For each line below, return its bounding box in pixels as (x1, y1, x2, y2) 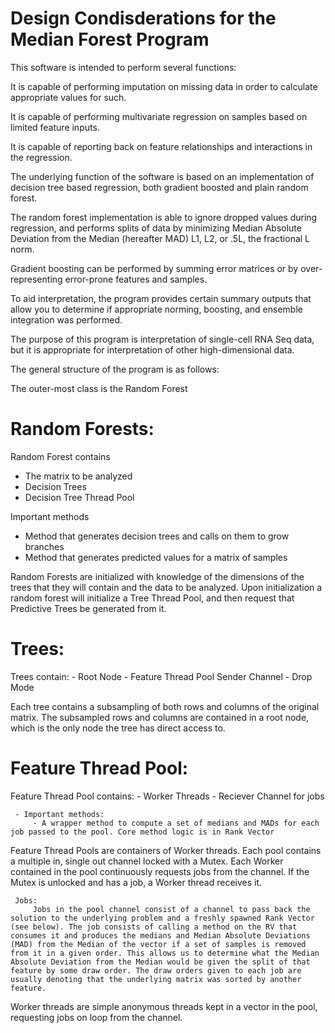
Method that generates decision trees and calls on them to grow (24, 530, 290, 542)
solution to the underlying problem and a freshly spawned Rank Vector (10, 913, 315, 923)
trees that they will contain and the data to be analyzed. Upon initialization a (10, 581, 323, 593)
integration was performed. (10, 313, 123, 326)
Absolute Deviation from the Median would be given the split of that (10, 957, 311, 967)
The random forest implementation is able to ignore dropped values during (10, 211, 318, 223)
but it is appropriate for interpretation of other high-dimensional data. (10, 343, 295, 356)
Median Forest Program (10, 28, 210, 51)
